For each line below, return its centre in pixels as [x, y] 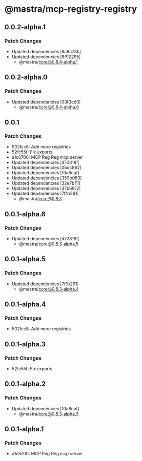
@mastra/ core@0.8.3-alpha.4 [49, 289]
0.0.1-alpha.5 [25, 259]
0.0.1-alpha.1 [24, 429]
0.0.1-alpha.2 [25, 384]
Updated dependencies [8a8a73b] [46, 51]
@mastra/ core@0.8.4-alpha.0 [49, 107]
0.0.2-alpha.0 [26, 77]
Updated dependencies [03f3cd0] [46, 102]
